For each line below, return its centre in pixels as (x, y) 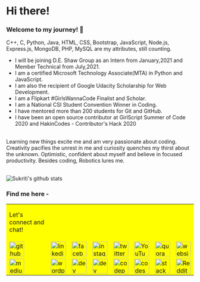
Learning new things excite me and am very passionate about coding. (91, 142)
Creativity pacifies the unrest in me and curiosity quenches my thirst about (98, 148)
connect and (27, 222)
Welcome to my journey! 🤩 (45, 30)
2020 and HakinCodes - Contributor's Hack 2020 (76, 124)
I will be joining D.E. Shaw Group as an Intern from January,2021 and (99, 60)
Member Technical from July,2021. (57, 67)
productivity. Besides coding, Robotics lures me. (65, 161)
